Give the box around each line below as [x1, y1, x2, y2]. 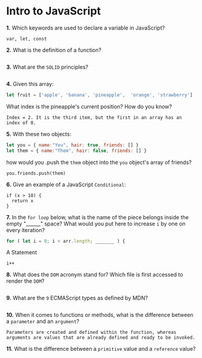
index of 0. [6, 119, 36, 126]
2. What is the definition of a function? [6, 46, 101, 54]
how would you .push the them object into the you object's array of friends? [6, 159, 192, 166]
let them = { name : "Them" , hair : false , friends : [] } [6, 148, 147, 154]
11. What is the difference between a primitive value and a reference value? [6, 345, 196, 353]
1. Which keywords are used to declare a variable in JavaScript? [6, 24, 165, 31]
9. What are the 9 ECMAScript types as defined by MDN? [6, 294, 148, 302]
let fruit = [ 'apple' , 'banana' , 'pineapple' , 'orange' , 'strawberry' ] [6, 92, 193, 98]
